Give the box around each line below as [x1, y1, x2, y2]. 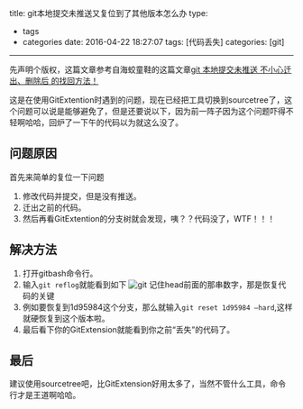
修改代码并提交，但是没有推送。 [22, 190, 142, 201]
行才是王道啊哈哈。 [9, 390, 81, 401]
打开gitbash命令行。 [22, 268, 98, 278]
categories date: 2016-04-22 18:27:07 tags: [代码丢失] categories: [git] [22, 37, 285, 47]
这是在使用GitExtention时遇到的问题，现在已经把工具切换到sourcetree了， [9, 95, 285, 105]
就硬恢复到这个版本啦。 [22, 313, 110, 323]
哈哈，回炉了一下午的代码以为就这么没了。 [24, 117, 183, 128]
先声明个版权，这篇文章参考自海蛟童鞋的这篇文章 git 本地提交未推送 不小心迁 [9, 64, 292, 75]
